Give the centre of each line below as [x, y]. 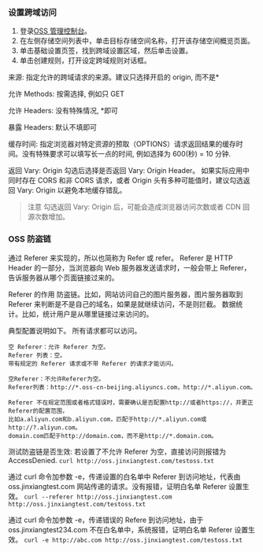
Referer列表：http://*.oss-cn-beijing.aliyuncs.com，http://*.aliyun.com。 [132, 387]
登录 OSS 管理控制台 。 [56, 31]
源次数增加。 [48, 217]
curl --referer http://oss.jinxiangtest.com [98, 497]
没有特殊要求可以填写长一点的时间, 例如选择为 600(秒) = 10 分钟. [126, 154]
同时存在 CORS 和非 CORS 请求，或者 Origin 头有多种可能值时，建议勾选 [126, 180]
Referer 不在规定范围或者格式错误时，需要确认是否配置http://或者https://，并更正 [131, 403]
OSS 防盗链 [30, 239]
